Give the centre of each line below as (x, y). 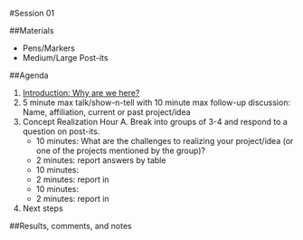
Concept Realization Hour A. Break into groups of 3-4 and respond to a (155, 122)
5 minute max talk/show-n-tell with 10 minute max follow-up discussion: (156, 102)
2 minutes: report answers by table (101, 160)
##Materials (32, 30)
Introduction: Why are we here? (81, 93)
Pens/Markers (48, 48)
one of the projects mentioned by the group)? (121, 150)
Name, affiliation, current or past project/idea (107, 112)
